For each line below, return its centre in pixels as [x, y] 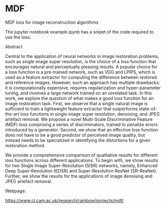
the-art [12, 114]
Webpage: [16, 191]
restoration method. [25, 145]
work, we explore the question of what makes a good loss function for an [80, 98]
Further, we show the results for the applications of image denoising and [79, 176]
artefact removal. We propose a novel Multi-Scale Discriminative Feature [79, 119]
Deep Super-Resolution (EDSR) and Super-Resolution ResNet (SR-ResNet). [81, 170]
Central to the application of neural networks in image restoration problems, [82, 56]
